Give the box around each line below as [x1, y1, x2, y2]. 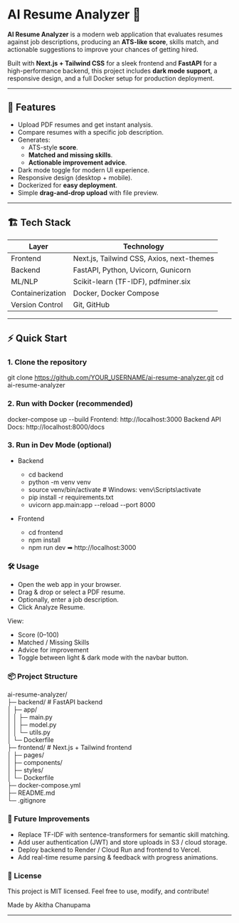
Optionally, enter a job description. [17, 595, 119, 604]
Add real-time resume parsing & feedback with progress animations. [17, 852, 218, 861]
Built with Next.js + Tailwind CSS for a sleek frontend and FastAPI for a [7, 58, 217, 67]
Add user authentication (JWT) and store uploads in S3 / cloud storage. [17, 838, 228, 846]
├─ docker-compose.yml [7, 781, 81, 790]
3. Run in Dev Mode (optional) [7, 440, 112, 450]
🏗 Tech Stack [7, 217, 71, 229]
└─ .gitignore [7, 796, 46, 805]
